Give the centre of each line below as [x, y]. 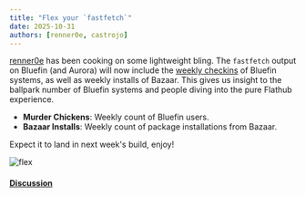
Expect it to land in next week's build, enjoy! [92, 145]
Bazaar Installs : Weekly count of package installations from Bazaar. [150, 127]
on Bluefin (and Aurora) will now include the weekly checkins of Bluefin [143, 70]
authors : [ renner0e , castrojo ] [69, 35]
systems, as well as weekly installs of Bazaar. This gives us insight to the [146, 80]
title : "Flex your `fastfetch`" [71, 18]
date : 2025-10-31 [42, 26]
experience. [32, 99]
